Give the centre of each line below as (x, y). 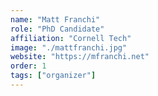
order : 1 (28, 66)
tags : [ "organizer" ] (53, 76)
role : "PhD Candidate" (57, 29)
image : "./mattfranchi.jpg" (69, 47)
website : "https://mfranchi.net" (80, 57)
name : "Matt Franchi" (55, 19)
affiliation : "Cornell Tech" (71, 38)
